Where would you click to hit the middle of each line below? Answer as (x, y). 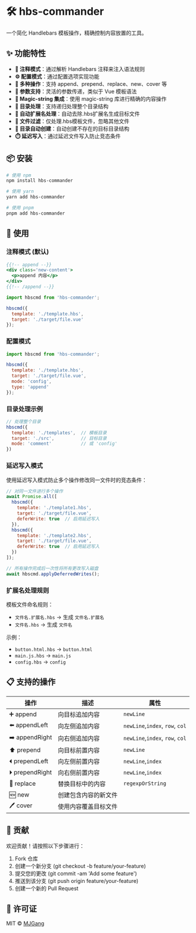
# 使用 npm (19, 175)
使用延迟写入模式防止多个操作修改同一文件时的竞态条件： (77, 480)
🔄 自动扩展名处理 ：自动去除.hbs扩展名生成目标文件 (77, 113)
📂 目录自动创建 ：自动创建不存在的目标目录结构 (72, 128)
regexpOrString (145, 783)
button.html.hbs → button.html (54, 649)
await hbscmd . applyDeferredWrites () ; (53, 574)
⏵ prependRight (31, 772)
